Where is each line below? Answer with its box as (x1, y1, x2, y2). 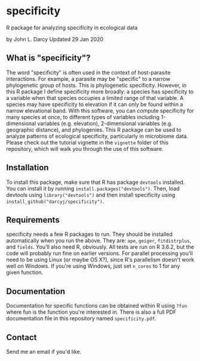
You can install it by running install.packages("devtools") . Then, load (6, 184, 180, 192)
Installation (6, 163, 49, 173)
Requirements (6, 214, 60, 225)
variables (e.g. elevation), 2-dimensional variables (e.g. (37, 120, 173, 127)
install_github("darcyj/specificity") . (6, 198, 104, 205)
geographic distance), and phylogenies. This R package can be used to (6, 126, 182, 133)
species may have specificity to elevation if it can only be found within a (6, 101, 183, 108)
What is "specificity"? (6, 53, 91, 63)
